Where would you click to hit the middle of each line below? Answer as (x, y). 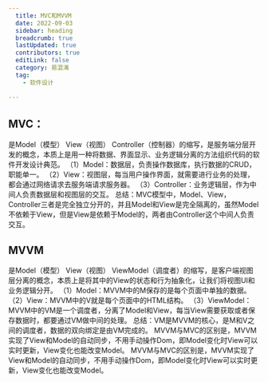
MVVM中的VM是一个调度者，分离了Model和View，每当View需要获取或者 (128, 310)
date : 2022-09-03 (44, 23)
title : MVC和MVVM (43, 16)
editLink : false (42, 61)
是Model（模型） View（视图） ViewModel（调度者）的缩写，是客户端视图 (131, 271)
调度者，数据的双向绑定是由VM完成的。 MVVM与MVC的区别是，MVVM (139, 330)
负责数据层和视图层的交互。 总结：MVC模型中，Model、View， (126, 195)
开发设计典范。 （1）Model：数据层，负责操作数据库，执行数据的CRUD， (136, 165)
